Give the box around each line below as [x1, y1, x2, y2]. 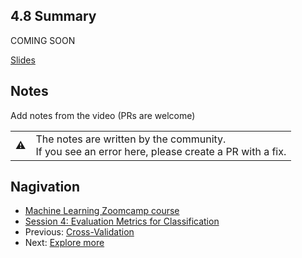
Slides [10, 54, 36, 66]
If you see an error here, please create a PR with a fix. [35, 144, 287, 158]
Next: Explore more [24, 237, 105, 249]
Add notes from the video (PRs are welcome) [10, 109, 196, 121]
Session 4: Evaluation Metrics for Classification [24, 215, 220, 228]
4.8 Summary [10, 8, 97, 25]
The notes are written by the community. [35, 132, 227, 146]
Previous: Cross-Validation [24, 226, 135, 238]
